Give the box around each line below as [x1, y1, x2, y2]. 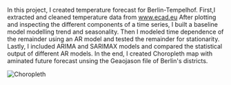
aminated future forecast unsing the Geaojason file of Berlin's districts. [7, 57, 208, 64]
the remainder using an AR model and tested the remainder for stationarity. [7, 35, 220, 43]
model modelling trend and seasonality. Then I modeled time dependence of [7, 27, 224, 36]
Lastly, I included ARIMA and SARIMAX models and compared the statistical [7, 42, 223, 50]
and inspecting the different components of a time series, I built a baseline [7, 21, 219, 28]
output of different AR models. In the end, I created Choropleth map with [7, 49, 212, 58]
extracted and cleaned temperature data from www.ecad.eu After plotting [7, 13, 217, 21]
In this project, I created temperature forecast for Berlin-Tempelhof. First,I [7, 6, 216, 14]
